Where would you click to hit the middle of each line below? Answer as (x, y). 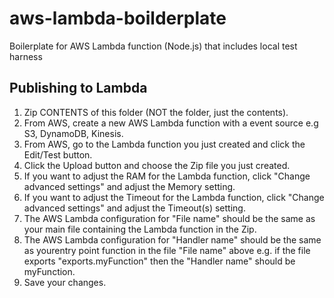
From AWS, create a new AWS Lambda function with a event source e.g (171, 123)
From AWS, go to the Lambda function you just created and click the (164, 144)
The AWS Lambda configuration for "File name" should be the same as (169, 218)
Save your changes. (65, 282)
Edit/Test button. (58, 154)
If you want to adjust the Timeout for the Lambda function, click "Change (174, 197)
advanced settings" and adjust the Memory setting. (129, 186)
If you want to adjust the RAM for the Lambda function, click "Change (167, 176)
